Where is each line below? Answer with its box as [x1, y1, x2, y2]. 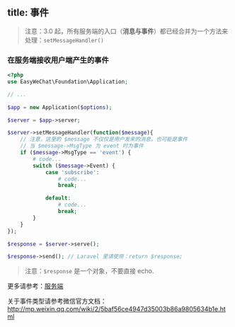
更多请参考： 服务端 [7, 282, 64, 290]
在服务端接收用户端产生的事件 [7, 55, 110, 65]
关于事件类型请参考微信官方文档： [7, 297, 107, 306]
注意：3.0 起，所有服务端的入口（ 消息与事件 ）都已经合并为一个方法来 [24, 27, 229, 35]
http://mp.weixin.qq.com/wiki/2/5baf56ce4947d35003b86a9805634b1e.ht [7, 305, 227, 314]
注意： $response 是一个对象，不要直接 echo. [24, 267, 154, 275]
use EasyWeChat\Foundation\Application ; [7, 78, 129, 85]
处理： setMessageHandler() [24, 35, 104, 44]
